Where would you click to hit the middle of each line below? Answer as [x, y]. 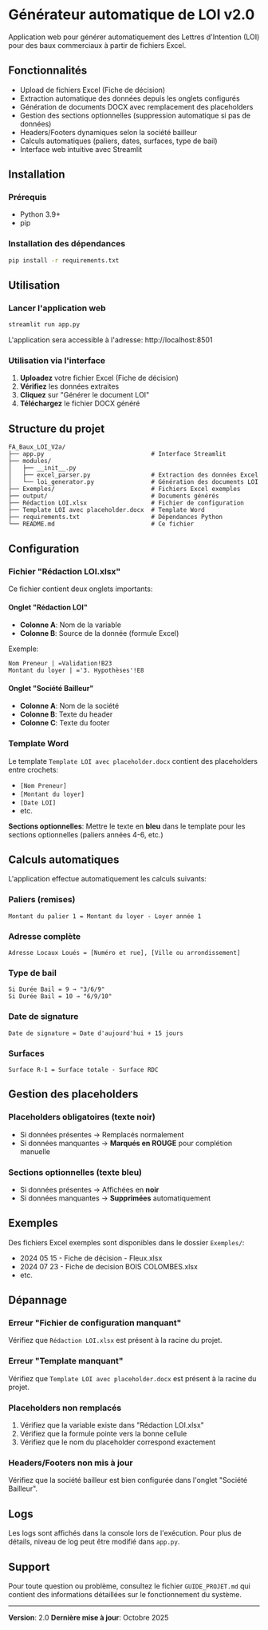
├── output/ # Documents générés [114, 496]
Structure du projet [57, 428]
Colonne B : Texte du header [66, 714]
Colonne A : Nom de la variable [71, 625]
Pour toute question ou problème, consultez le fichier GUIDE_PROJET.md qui [130, 1586]
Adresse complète [45, 936]
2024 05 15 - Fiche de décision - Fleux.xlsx [91, 1258]
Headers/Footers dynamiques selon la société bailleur [108, 132]
